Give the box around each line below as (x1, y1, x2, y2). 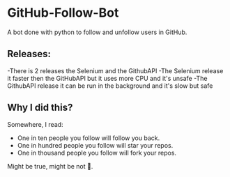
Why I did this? (7, 102, 73, 114)
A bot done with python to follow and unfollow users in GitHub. (7, 28, 187, 36)
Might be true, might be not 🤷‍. (7, 162, 93, 170)
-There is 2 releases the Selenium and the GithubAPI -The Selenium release (7, 66, 224, 75)
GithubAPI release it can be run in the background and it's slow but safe (7, 82, 213, 90)
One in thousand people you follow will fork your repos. (17, 148, 176, 157)
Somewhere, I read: (7, 120, 64, 128)
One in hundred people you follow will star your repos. (17, 141, 174, 149)
